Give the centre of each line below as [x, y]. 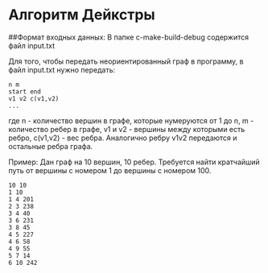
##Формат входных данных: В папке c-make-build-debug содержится [129, 37]
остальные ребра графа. [51, 146]
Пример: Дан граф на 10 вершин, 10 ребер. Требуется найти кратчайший [134, 162]
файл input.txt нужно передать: [62, 69]
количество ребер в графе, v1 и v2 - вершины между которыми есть [127, 129]
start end [25, 91]
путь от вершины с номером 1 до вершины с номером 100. [110, 170]
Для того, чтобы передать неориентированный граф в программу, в [126, 61]
